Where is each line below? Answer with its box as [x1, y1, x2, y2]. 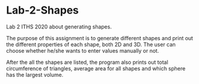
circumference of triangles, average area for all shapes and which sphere [6, 64, 186, 72]
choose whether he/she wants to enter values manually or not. [6, 47, 159, 54]
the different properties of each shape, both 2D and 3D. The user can [6, 41, 176, 48]
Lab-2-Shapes [6, 4, 79, 17]
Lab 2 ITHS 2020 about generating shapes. [6, 23, 112, 30]
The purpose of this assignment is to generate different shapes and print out [6, 34, 193, 41]
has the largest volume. [6, 71, 64, 78]
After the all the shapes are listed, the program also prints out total [6, 59, 168, 66]
